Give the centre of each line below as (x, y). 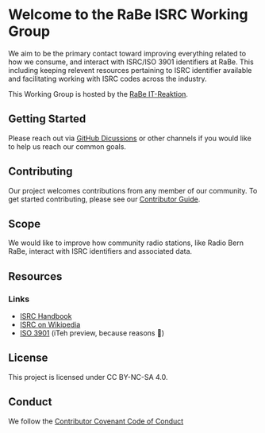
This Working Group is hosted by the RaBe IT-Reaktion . (98, 94)
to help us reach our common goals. (67, 146)
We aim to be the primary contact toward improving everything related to (127, 53)
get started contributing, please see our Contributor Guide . (104, 199)
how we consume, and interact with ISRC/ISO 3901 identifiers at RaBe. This (131, 62)
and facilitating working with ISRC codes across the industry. (108, 79)
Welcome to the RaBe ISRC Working (128, 15)
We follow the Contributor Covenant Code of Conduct (96, 421)
